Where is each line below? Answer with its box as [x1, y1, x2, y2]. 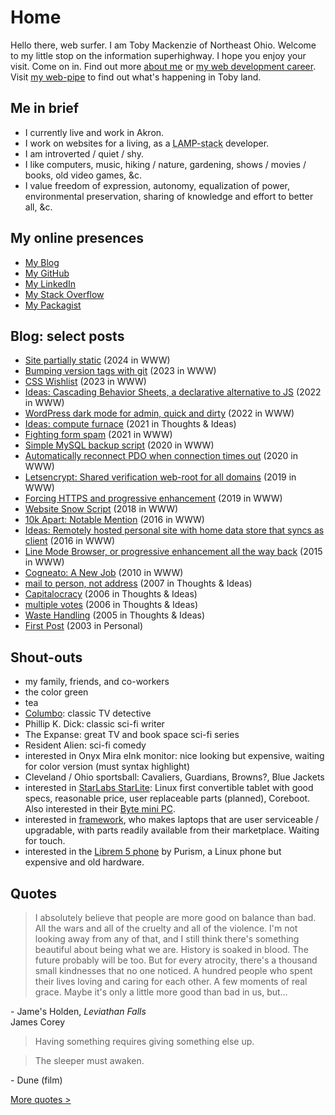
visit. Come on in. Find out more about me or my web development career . [10, 60, 317, 72]
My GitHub [24, 267, 70, 279]
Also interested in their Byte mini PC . [24, 803, 177, 815]
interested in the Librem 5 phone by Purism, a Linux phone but [24, 846, 282, 858]
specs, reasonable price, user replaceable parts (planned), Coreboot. [24, 792, 311, 805]
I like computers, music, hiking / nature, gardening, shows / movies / [24, 158, 307, 170]
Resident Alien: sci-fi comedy [24, 739, 147, 751]
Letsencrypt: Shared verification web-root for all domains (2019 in [24, 471, 297, 483]
